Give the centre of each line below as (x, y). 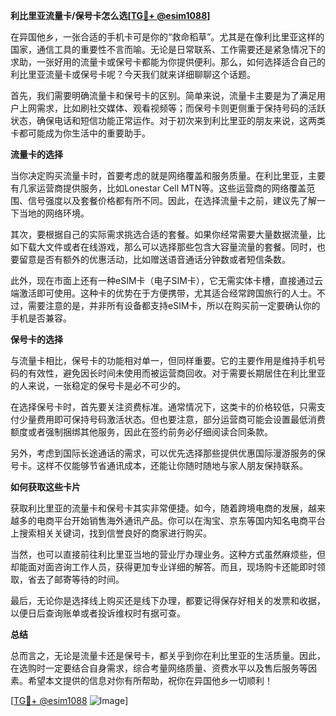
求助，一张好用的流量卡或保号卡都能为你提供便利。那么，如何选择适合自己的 (168, 62)
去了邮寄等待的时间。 (80, 579)
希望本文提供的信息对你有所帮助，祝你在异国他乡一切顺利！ (150, 680)
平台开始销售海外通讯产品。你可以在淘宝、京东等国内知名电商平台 (189, 520)
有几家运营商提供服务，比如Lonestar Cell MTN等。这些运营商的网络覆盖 (158, 188)
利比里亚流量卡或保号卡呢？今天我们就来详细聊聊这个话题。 (133, 74)
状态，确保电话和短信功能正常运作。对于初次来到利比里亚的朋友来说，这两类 (168, 120)
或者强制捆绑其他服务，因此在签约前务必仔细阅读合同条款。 (150, 432)
